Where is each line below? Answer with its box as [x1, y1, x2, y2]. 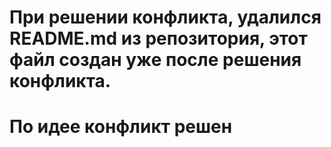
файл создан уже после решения [9, 49, 302, 71]
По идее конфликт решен [9, 116, 233, 138]
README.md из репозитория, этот [9, 27, 308, 50]
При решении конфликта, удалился [9, 6, 322, 29]
